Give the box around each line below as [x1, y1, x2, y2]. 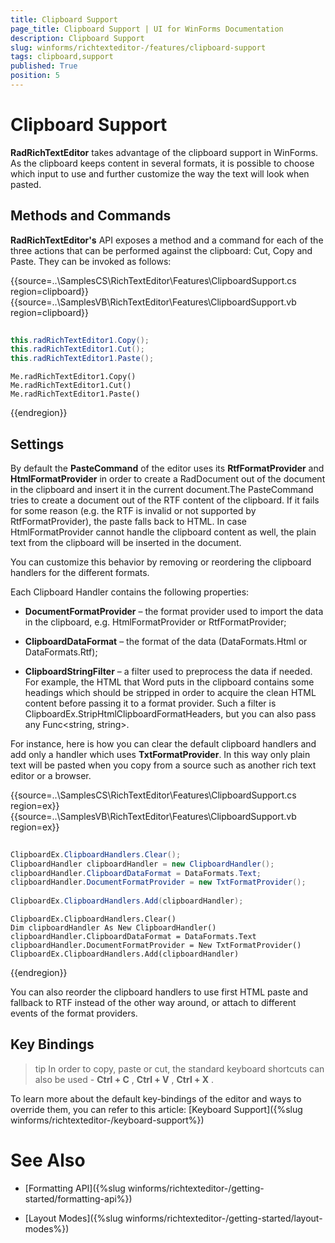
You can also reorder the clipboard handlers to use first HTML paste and [10, 986, 309, 998]
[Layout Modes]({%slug [24, 1212, 123, 1224]
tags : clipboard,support [10, 52, 114, 62]
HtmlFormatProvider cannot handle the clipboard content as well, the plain [10, 526, 317, 538]
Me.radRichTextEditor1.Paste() [10, 389, 141, 400]
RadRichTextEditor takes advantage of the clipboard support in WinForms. [10, 146, 319, 158]
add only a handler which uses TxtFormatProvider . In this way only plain [10, 748, 311, 760]
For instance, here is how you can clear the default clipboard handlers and [10, 737, 317, 750]
